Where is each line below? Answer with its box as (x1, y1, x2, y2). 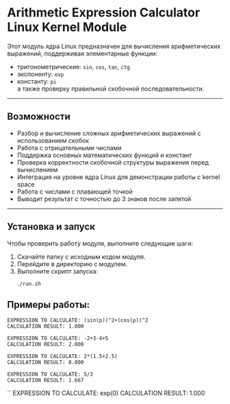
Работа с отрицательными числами (16, 143, 122, 152)
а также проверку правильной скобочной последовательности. (16, 84, 205, 93)
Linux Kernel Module (7, 19, 127, 35)
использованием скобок (16, 136, 90, 145)
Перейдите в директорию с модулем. (16, 259, 128, 268)
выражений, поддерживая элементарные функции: (7, 49, 157, 58)
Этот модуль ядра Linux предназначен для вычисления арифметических (7, 42, 221, 50)
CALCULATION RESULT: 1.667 (7, 377, 84, 384)
